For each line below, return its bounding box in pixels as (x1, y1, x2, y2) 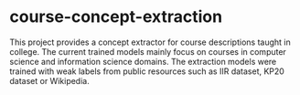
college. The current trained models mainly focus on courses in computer (9, 46, 286, 57)
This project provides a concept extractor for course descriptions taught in (9, 37, 291, 47)
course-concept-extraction (9, 6, 222, 27)
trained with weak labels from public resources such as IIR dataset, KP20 (9, 66, 285, 77)
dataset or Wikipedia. (9, 75, 90, 86)
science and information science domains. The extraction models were (9, 56, 277, 67)
